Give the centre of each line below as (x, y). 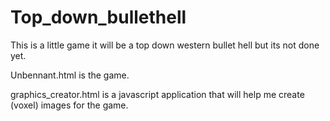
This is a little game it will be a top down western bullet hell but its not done (165, 45)
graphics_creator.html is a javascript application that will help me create (157, 94)
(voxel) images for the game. (69, 105)
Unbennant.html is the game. (70, 75)
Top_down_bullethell (98, 17)
